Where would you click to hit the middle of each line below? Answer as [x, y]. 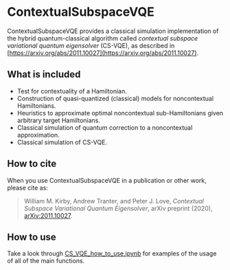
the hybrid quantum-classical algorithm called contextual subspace [103, 38]
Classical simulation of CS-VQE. [62, 142]
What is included [44, 75]
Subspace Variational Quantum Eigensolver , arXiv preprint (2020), [118, 208]
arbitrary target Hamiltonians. [59, 120]
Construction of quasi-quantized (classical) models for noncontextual [115, 98]
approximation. [38, 135]
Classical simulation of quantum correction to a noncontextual [105, 127]
